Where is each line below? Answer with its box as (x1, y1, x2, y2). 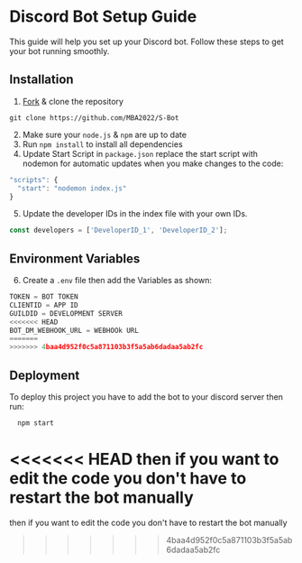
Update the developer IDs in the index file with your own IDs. (22, 208, 248, 219)
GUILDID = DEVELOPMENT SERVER (9, 309, 124, 318)
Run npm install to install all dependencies (22, 138, 183, 150)
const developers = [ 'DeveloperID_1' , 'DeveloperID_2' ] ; (9, 226, 228, 235)
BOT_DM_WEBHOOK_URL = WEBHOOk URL (9, 326, 140, 335)
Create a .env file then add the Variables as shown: (22, 275, 213, 286)
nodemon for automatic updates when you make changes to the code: (22, 158, 284, 169)
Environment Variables (9, 251, 141, 266)
